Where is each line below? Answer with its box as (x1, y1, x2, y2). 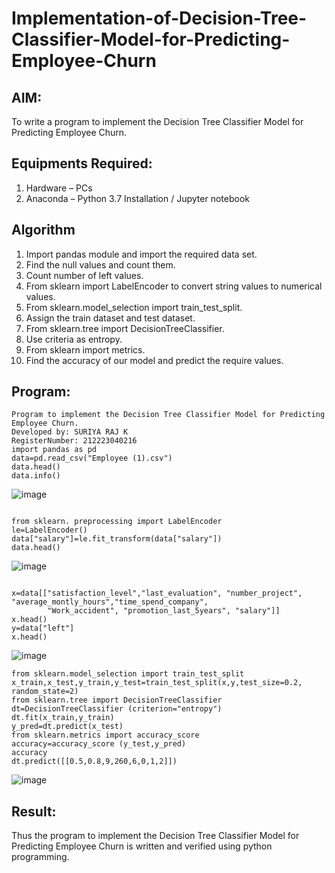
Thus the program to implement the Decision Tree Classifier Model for (11, 830, 300, 842)
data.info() (11, 471, 61, 481)
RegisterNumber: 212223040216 (11, 436, 138, 446)
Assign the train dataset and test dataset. (25, 312, 196, 324)
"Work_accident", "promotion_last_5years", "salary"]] (47, 606, 281, 616)
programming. (11, 851, 70, 863)
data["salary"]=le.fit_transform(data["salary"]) (11, 534, 223, 544)
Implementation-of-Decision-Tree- (11, 7, 308, 30)
